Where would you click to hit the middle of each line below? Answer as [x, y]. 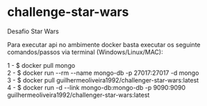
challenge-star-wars [68, 12]
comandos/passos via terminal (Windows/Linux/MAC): [85, 52]
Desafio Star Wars [33, 31]
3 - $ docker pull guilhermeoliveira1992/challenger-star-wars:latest [103, 80]
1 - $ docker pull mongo [41, 65]
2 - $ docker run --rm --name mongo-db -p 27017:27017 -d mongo [103, 73]
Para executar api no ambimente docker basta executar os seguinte [104, 44]
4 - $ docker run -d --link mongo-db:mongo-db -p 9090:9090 [97, 87]
